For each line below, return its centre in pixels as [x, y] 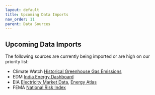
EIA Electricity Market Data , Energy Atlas [55, 82]
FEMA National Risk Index [39, 87]
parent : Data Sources [28, 24]
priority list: [17, 62]
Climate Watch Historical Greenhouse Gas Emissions [67, 71]
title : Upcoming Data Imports [37, 15]
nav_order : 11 [20, 19]
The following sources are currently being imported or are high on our [77, 56]
